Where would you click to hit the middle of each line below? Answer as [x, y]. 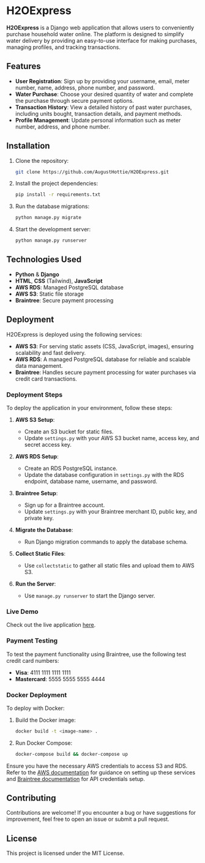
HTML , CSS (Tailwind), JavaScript [59, 281]
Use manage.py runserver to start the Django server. [90, 596]
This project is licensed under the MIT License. [65, 853]
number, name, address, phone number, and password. [85, 88]
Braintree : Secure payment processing [64, 300]
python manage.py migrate [48, 218]
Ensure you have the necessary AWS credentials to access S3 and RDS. [97, 766]
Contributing [31, 798]
